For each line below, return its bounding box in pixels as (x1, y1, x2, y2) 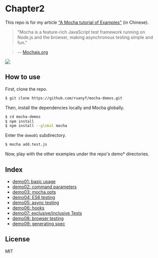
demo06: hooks (12, 204, 44, 211)
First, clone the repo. (5, 86, 48, 92)
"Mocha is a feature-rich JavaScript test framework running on (17, 29, 146, 35)
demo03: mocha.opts (12, 189, 56, 195)
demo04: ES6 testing (12, 194, 55, 200)
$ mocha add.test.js (5, 142, 48, 147)
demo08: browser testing (12, 215, 64, 221)
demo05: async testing (12, 199, 59, 205)
